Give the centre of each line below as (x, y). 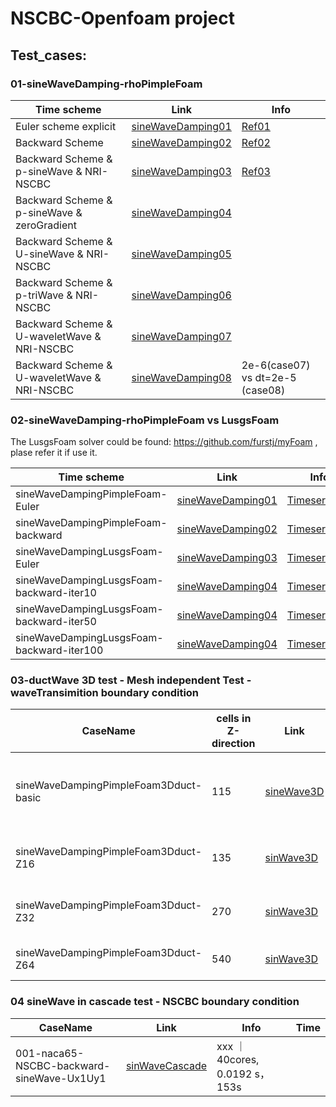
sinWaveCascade (166, 1065)
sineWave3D (294, 792)
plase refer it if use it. (54, 453)
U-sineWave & (49, 254)
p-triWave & (44, 295)
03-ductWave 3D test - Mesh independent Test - (131, 680)
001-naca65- (50, 1053)
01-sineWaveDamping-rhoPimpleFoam (106, 84)
